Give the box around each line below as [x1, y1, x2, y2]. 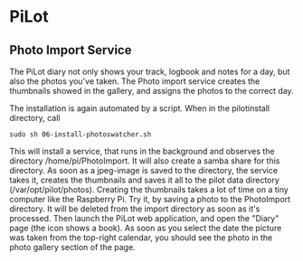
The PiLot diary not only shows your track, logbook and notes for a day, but [9, 66, 290, 77]
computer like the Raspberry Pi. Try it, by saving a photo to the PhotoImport [9, 194, 291, 204]
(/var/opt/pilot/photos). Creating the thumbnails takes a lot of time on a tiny [9, 184, 289, 195]
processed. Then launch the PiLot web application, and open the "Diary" [9, 213, 279, 223]
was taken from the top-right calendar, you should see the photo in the [9, 232, 273, 243]
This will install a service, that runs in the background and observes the [9, 146, 275, 156]
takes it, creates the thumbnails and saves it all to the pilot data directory [9, 174, 280, 185]
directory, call [9, 113, 61, 123]
